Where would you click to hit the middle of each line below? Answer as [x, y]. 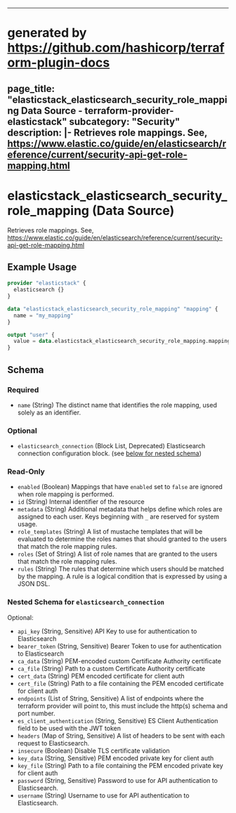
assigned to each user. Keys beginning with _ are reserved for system [118, 516]
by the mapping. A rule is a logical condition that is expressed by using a [122, 576]
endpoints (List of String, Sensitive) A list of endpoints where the [111, 698]
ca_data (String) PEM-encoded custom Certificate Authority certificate [119, 661]
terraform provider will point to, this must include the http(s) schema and [123, 705]
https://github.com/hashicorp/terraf [116, 48]
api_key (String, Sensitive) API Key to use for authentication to [107, 631]
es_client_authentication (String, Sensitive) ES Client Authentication [118, 720]
